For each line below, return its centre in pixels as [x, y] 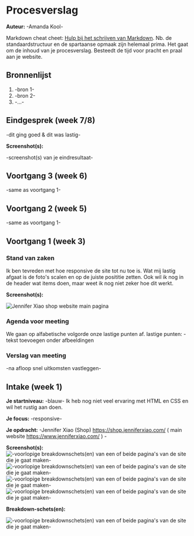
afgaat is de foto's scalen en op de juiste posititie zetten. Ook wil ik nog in [95, 277]
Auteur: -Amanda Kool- [35, 26]
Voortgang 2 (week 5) [47, 209]
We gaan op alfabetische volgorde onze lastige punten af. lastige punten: [94, 334]
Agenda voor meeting [38, 321]
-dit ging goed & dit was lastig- [43, 134]
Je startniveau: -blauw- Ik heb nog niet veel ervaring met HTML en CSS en [97, 401]
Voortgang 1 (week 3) [46, 241]
